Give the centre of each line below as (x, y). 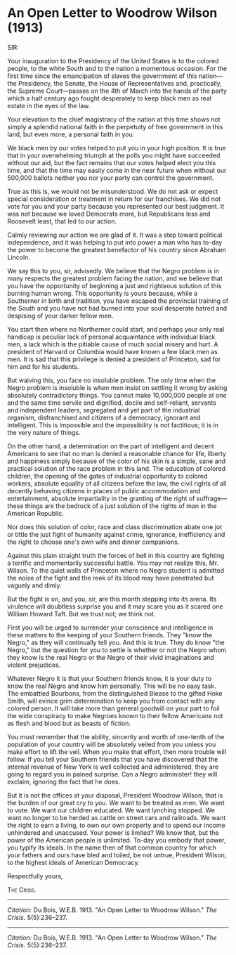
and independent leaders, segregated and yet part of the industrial (104, 410)
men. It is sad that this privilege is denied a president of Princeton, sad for (114, 359)
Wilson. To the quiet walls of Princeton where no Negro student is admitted (116, 570)
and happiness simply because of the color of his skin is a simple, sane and (117, 461)
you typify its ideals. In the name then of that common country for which (112, 847)
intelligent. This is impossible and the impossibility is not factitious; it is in (113, 425)
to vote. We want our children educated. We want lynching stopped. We (111, 810)
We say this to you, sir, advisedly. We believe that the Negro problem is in (113, 271)
